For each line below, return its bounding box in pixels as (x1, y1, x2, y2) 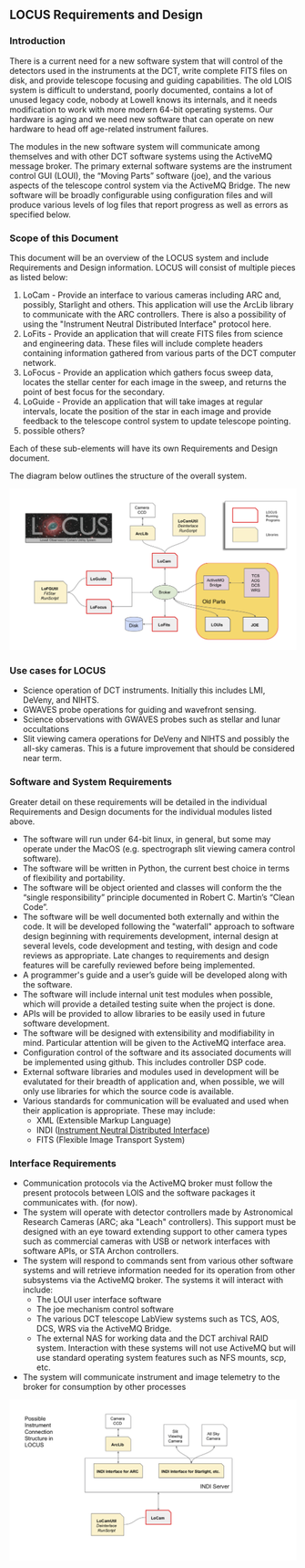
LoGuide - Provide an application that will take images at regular (22, 396, 264, 407)
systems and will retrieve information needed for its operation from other (22, 1264, 296, 1276)
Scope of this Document (9, 232, 118, 245)
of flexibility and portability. (22, 872, 126, 883)
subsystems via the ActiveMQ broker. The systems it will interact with (22, 1274, 284, 1285)
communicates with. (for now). (22, 1197, 138, 1207)
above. (9, 816, 36, 827)
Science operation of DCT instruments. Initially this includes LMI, (22, 685, 266, 696)
